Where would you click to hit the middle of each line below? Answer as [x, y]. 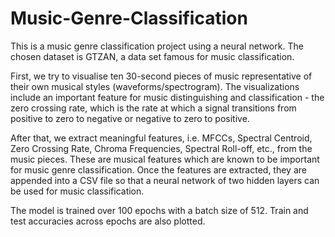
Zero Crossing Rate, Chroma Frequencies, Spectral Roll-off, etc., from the [161, 148]
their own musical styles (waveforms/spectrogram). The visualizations [155, 86]
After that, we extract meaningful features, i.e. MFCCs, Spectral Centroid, [161, 138]
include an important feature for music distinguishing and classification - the [167, 97]
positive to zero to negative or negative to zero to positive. [130, 118]
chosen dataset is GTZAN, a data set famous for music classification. [152, 56]
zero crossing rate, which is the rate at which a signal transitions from [153, 108]
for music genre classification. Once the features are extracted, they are [158, 169]
